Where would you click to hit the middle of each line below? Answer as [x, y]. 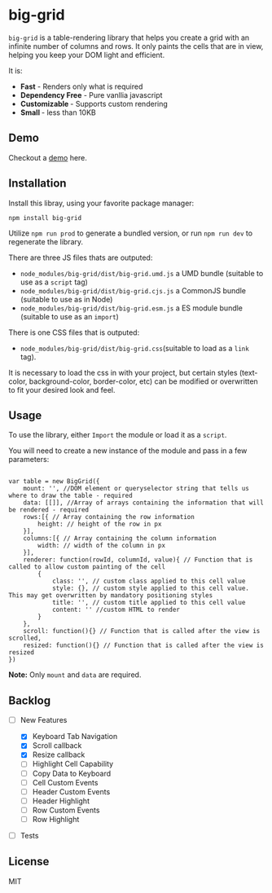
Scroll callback [57, 746]
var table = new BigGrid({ [54, 482]
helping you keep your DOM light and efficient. [87, 55]
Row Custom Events [66, 810]
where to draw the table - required [70, 496]
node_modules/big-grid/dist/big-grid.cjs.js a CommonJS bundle [133, 290]
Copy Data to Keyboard [72, 773]
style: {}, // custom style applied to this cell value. [151, 588]
